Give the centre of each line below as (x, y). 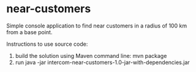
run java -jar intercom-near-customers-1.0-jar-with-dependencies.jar (102, 62)
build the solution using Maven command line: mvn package (91, 56)
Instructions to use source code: (47, 44)
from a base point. (29, 32)
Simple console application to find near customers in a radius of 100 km (97, 26)
